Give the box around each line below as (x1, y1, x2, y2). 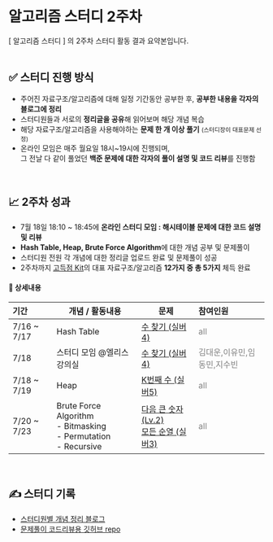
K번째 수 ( (141, 374, 177, 385)
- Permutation (56, 431, 111, 442)
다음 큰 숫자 (141, 404, 184, 415)
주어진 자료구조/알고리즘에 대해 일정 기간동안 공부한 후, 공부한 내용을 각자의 (19, 94, 259, 103)
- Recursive (56, 440, 102, 452)
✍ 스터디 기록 (8, 487, 76, 501)
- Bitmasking (56, 420, 107, 431)
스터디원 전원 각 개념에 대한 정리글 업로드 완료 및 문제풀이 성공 (19, 252, 218, 262)
